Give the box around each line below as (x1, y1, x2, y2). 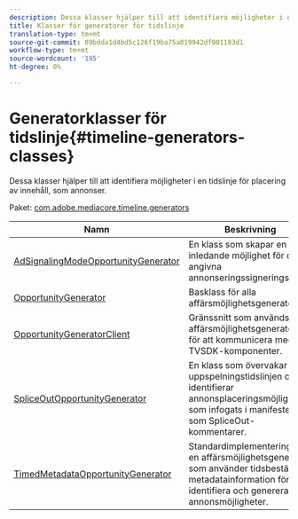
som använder (188, 462, 248, 475)
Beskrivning (224, 223, 277, 235)
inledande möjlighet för (188, 249, 286, 262)
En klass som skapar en (188, 238, 287, 250)
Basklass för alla (188, 286, 257, 298)
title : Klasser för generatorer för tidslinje (9, 21, 184, 30)
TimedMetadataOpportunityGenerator (13, 468, 172, 480)
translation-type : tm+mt (9, 29, 101, 38)
